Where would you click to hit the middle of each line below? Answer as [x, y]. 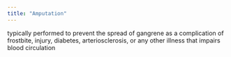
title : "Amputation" [37, 13]
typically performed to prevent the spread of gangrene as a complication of [116, 33]
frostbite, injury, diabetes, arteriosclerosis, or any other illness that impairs [114, 40]
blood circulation [31, 47]
